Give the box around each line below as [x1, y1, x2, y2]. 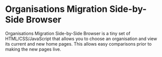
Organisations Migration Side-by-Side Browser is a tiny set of [5, 30, 131, 36]
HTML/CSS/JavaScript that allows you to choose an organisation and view [5, 36, 158, 42]
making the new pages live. [5, 46, 61, 52]
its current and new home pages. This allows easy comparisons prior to [5, 41, 152, 47]
